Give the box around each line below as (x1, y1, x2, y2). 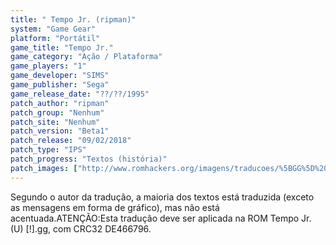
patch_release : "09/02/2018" (10, 136, 132, 146)
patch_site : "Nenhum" (10, 117, 101, 127)
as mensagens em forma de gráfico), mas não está (10, 201, 220, 213)
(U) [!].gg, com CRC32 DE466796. (10, 222, 152, 235)
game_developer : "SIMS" (10, 71, 110, 81)
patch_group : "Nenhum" (10, 107, 105, 118)
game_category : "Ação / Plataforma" (10, 52, 163, 62)
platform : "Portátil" (10, 33, 101, 43)
